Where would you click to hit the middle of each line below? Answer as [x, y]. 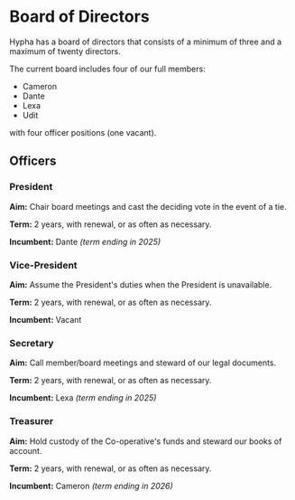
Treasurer [32, 421]
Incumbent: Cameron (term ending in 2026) [91, 486]
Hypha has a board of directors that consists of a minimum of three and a [146, 42]
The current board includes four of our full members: [107, 69]
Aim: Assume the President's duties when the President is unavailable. [141, 284]
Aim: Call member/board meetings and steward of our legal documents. [143, 363]
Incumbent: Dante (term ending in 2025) [85, 241]
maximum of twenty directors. [65, 51]
